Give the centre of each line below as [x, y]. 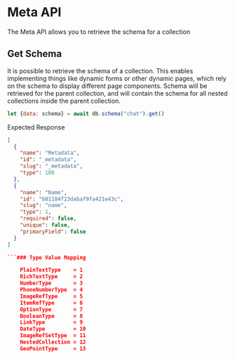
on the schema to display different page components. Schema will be [107, 86]
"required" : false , [48, 219]
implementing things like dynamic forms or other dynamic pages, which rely [117, 78]
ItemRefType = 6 [51, 303]
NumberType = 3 [51, 283]
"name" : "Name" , [44, 192]
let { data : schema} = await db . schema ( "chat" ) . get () [86, 113]
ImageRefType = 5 [51, 296]
